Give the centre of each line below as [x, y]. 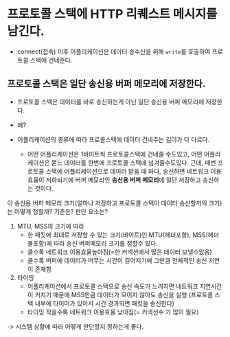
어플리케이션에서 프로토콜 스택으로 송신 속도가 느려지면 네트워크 [113, 286]
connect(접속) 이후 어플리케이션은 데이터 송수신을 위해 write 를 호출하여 [114, 51]
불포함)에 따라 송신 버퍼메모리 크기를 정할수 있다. [92, 243]
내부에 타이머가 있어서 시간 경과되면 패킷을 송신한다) [105, 303]
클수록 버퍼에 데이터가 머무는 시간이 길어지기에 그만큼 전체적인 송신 [117, 260]
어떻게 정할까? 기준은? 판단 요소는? [61, 211]
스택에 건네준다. [51, 60]
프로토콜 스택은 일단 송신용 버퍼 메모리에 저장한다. [106, 84]
